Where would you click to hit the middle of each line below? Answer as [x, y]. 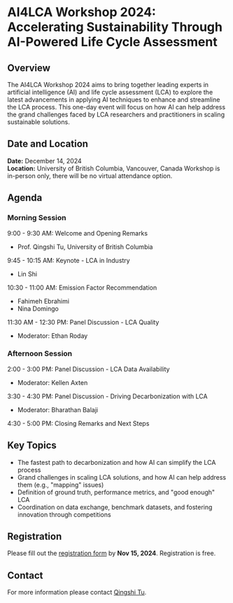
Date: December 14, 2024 [44, 161]
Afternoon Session [40, 353]
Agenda [25, 198]
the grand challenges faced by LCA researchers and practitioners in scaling [116, 114]
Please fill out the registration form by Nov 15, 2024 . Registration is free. [112, 553]
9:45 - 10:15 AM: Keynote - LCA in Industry [69, 260]
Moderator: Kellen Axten [52, 382]
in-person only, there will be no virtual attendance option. [90, 175]
